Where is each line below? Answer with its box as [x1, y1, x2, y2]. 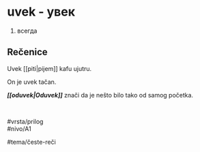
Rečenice [7, 46, 48, 58]
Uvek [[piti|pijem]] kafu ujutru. [7, 64, 92, 72]
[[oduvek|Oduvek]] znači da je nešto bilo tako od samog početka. [7, 91, 193, 99]
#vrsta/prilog [7, 117, 44, 125]
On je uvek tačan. [7, 78, 57, 86]
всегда [16, 27, 38, 35]
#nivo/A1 [7, 124, 32, 133]
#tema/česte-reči [7, 138, 56, 146]
